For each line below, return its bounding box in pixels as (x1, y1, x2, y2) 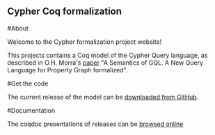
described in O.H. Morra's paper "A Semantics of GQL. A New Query (7, 58, 204, 67)
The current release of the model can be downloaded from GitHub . (7, 93, 199, 101)
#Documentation (7, 106, 56, 114)
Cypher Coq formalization (7, 6, 122, 17)
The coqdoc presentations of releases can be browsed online (7, 120, 184, 128)
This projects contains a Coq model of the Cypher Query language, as (7, 51, 208, 59)
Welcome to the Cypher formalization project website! (7, 38, 162, 46)
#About (7, 24, 29, 32)
